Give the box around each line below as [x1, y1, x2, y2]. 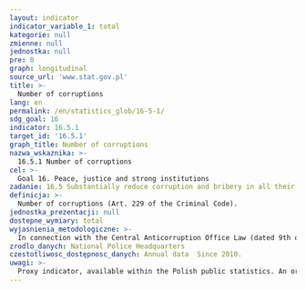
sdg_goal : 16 [9, 115, 59, 124]
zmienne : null [9, 38, 64, 48]
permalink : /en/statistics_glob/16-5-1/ [9, 106, 166, 115]
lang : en [9, 97, 43, 107]
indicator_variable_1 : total [9, 22, 120, 31]
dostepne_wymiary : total [9, 215, 104, 225]
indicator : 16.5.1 [9, 124, 79, 133]
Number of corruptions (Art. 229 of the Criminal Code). [17, 199, 239, 209]
